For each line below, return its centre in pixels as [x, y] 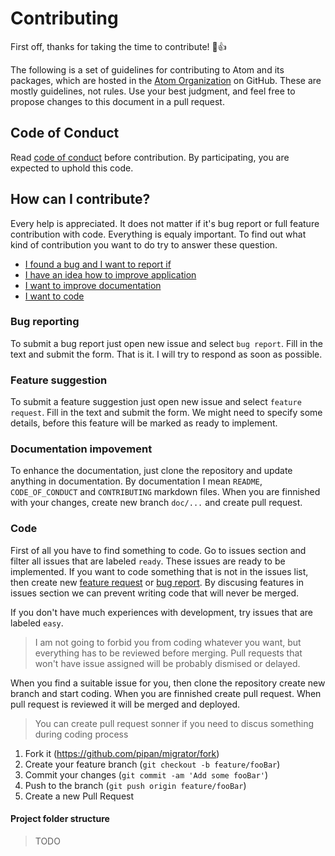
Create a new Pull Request [79, 796]
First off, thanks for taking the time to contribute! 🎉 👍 [118, 46]
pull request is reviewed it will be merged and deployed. [125, 704]
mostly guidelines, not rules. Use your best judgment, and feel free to [153, 91]
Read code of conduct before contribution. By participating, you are [150, 157]
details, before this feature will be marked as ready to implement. [144, 423]
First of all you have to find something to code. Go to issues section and [158, 550]
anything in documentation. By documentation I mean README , [136, 481]
